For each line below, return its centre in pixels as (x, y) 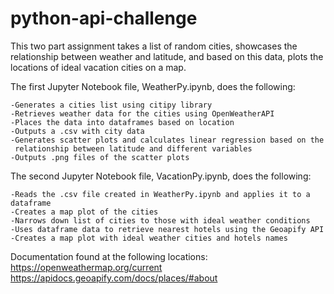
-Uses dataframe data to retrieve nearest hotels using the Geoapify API (167, 229)
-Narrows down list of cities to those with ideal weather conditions (160, 220)
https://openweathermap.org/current (86, 267)
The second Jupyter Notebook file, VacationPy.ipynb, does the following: (161, 176)
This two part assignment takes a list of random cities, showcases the (154, 46)
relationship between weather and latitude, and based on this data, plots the (167, 56)
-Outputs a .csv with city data (77, 131)
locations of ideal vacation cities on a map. (98, 67)
